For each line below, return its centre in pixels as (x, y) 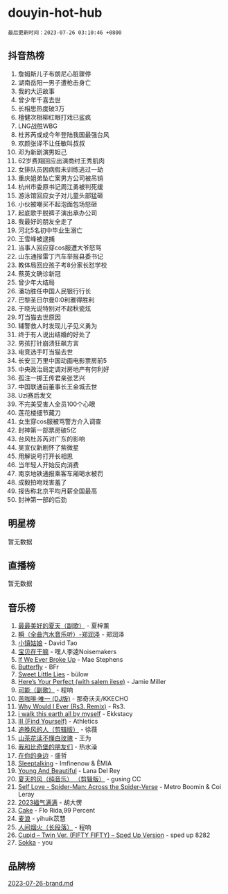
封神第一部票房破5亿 (47, 430)
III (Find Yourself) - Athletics (58, 722)
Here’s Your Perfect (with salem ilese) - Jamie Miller (92, 682)
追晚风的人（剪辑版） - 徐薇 (58, 730)
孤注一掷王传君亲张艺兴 (51, 377)
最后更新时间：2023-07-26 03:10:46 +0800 (65, 33)
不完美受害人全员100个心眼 (56, 404)
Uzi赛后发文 (35, 395)
